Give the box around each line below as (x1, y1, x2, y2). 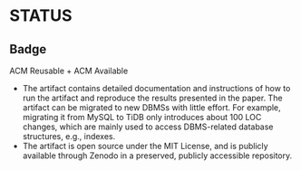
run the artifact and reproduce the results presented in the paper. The (22, 92, 283, 103)
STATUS (9, 5, 73, 26)
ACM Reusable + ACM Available (9, 65, 129, 76)
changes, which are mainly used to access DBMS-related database (22, 121, 274, 132)
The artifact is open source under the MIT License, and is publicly (22, 141, 269, 151)
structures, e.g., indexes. (22, 131, 116, 141)
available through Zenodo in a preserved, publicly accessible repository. (22, 150, 293, 161)
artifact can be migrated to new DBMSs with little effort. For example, (22, 102, 281, 113)
